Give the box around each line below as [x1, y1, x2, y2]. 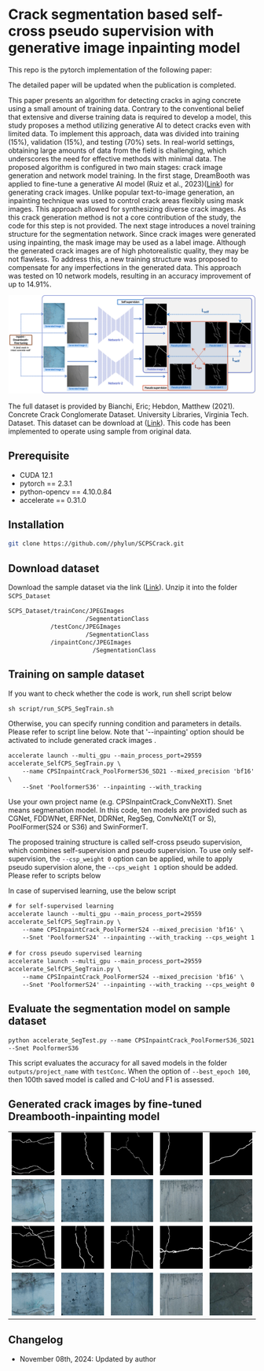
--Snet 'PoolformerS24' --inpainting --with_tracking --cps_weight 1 [22, 933, 255, 941]
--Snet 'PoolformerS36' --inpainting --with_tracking [22, 783, 202, 791]
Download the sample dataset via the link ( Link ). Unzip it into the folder [8, 582, 238, 592]
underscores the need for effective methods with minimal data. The [8, 153, 226, 163]
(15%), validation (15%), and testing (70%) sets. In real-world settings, [8, 137, 235, 146]
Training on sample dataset [8, 667, 145, 682]
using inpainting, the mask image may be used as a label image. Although [8, 238, 246, 247]
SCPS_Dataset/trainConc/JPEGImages [8, 608, 125, 615]
